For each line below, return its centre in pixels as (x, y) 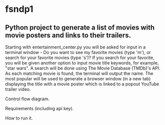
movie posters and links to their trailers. (68, 35)
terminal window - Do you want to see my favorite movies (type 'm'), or (78, 52)
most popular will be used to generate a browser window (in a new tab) (78, 79)
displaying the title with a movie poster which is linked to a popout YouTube (82, 84)
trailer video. (18, 89)
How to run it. (19, 118)
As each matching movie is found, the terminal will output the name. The (79, 73)
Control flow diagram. (27, 99)
